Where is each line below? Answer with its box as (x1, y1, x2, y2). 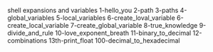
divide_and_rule (7, 28, 54, 37)
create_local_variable (7, 21, 69, 29)
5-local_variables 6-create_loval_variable (56, 14, 176, 22)
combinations (7, 36, 48, 45)
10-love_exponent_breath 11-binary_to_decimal (54, 28, 192, 37)
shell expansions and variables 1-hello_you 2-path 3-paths (7, 6, 179, 14)
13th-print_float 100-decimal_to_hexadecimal (48, 36, 180, 45)
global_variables (7, 14, 55, 22)
